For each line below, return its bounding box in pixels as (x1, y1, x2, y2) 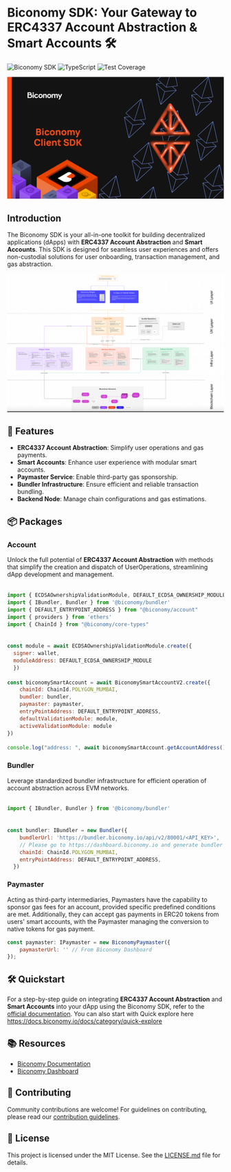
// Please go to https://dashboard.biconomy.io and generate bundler (19, 841, 223, 849)
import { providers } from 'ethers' (7, 614, 112, 620)
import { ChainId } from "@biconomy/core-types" (7, 620, 149, 628)
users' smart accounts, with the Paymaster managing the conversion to (7, 917, 209, 925)
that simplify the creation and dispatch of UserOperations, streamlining (7, 563, 208, 572)
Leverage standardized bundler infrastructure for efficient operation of (7, 776, 207, 785)
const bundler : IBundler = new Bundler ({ (7, 827, 128, 834)
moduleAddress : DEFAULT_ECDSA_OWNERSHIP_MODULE (13, 657, 153, 664)
